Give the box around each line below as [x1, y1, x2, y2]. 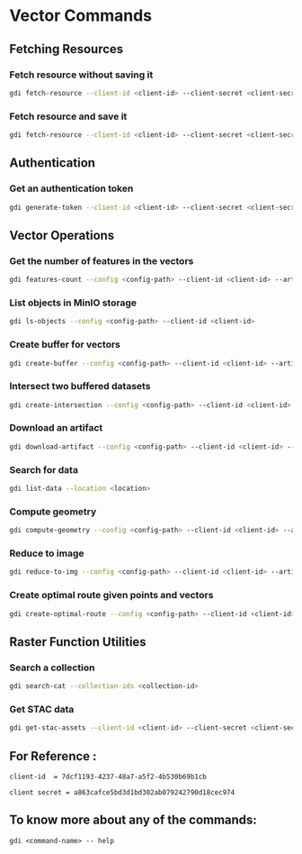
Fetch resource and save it [9, 110, 128, 123]
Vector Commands [9, 5, 153, 26]
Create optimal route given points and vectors [9, 589, 214, 602]
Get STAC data [9, 703, 75, 715]
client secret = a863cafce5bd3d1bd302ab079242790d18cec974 [9, 787, 235, 797]
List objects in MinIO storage [9, 296, 138, 309]
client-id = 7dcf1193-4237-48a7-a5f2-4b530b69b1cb [9, 772, 207, 781]
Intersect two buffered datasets [9, 380, 151, 393]
